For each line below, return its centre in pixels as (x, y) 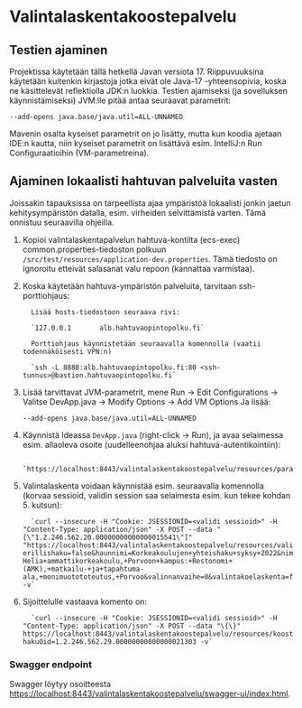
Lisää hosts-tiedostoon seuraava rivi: (105, 312)
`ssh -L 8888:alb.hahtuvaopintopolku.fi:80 (114, 368)
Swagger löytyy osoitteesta (60, 685)
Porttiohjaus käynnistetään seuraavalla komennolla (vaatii (146, 344)
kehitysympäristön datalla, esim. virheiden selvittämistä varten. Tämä (137, 212)
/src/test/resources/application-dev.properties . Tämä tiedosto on (150, 258)
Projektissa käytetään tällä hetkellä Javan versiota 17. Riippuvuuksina (137, 71)
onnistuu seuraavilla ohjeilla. (62, 222)
